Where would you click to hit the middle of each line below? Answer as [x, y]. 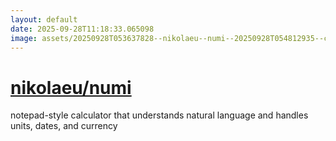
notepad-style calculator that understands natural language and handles [159, 115]
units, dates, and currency [64, 126]
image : [24, 38]
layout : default [44, 19]
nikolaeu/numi [71, 87]
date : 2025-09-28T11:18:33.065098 [82, 29]
